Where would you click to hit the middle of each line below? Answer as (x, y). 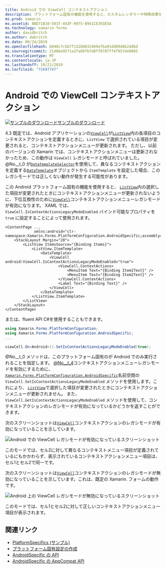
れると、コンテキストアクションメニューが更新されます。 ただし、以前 (85, 145)
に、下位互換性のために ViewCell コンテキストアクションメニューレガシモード (83, 199)
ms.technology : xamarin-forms (36, 28)
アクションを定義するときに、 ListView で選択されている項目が (90, 139)
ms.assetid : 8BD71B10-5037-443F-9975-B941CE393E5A (58, 24)
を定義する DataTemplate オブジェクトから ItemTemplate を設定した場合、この (83, 170)
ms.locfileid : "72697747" (32, 70)
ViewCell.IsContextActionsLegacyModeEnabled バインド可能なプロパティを (80, 211)
